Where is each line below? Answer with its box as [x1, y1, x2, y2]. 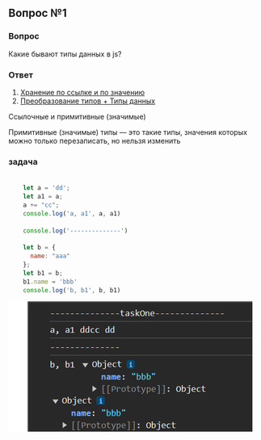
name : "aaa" [29, 252, 70, 261]
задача [8, 156, 38, 167]
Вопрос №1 [8, 6, 67, 20]
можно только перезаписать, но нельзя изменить [8, 136, 181, 145]
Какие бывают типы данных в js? [8, 48, 122, 59]
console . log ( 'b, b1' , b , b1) [23, 286, 121, 294]
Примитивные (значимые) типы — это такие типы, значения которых [8, 127, 248, 136]
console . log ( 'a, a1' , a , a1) [23, 209, 121, 217]
